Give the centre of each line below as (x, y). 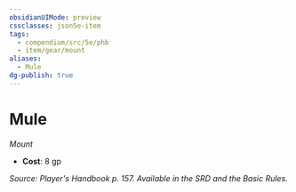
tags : (19, 34)
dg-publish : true (41, 76)
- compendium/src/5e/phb (63, 42)
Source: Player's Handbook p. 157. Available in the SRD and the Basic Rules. (149, 178)
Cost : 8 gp (42, 161)
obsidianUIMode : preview (55, 17)
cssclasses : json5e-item (55, 26)
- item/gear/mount (52, 51)
